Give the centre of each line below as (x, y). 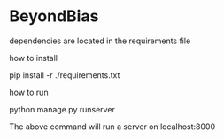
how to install (33, 58)
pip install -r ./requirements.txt (65, 75)
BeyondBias (54, 16)
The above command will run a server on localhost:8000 (112, 127)
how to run (29, 92)
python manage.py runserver (62, 109)
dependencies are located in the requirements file (100, 41)
